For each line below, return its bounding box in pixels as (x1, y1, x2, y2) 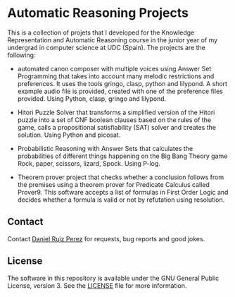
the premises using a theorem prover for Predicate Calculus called (17, 180, 210, 188)
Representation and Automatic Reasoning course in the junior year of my (7, 35, 218, 44)
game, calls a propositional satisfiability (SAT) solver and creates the (17, 123, 217, 131)
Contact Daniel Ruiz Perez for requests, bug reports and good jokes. (7, 234, 205, 243)
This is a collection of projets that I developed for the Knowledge (7, 28, 195, 37)
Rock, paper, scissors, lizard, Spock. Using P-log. (17, 159, 160, 167)
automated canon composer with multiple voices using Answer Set (17, 64, 212, 73)
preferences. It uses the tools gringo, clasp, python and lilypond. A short (17, 79, 227, 87)
